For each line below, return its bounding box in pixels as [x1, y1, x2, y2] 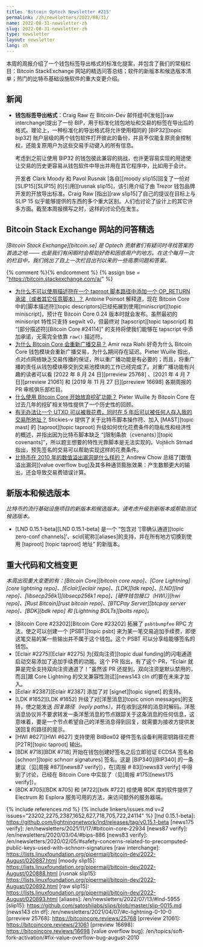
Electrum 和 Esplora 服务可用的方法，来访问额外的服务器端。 [14, 794, 166, 801]
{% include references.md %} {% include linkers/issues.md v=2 [6, 806, 164, 813]
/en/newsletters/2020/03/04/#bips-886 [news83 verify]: [6, 831, 148, 839]
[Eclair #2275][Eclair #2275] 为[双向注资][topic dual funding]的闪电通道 [14, 650, 192, 658]
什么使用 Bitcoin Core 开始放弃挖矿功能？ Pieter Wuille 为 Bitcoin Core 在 [14, 393, 196, 400]
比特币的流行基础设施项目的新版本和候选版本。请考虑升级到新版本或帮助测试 [6, 505, 196, 512]
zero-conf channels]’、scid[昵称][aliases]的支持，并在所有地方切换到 [14, 533, 187, 540]
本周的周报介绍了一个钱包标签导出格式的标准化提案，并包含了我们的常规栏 [6, 60, 191, 67]
